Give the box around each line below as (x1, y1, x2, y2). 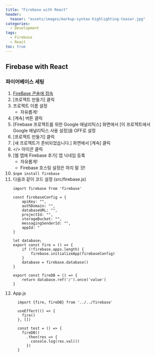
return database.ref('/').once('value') (22, 277, 106, 283)
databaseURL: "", (22, 208, 57, 213)
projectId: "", (22, 212, 53, 217)
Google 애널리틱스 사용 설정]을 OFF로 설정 (12, 127, 96, 134)
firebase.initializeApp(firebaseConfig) (31, 251, 115, 256)
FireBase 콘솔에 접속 (12, 90, 53, 97)
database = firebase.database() (22, 260, 89, 265)
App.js (12, 291, 26, 297)
